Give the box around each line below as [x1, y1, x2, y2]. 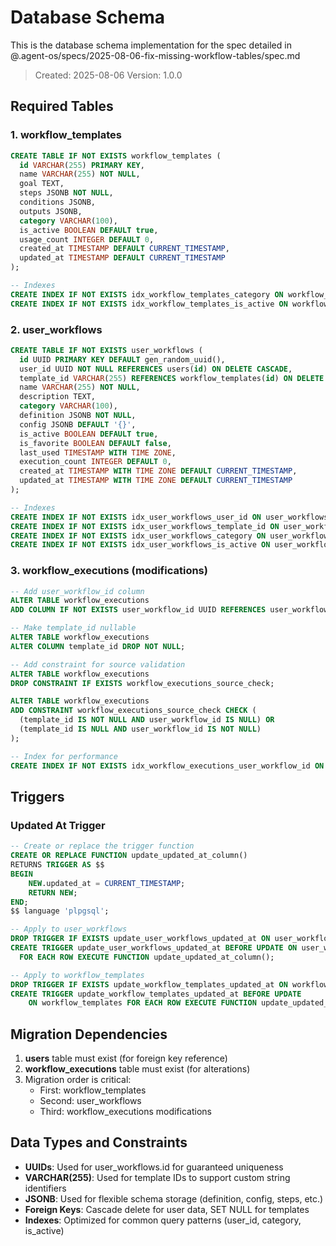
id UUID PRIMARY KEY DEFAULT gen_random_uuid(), [19, 354, 226, 365]
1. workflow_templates [10, 128, 122, 142]
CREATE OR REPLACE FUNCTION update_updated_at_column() [10, 851, 248, 861]
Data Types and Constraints [10, 1134, 188, 1151]
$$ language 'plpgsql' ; [10, 906, 110, 916]
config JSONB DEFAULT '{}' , [19, 419, 137, 430]
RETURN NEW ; [28, 887, 78, 898]
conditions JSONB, [19, 197, 97, 207]
